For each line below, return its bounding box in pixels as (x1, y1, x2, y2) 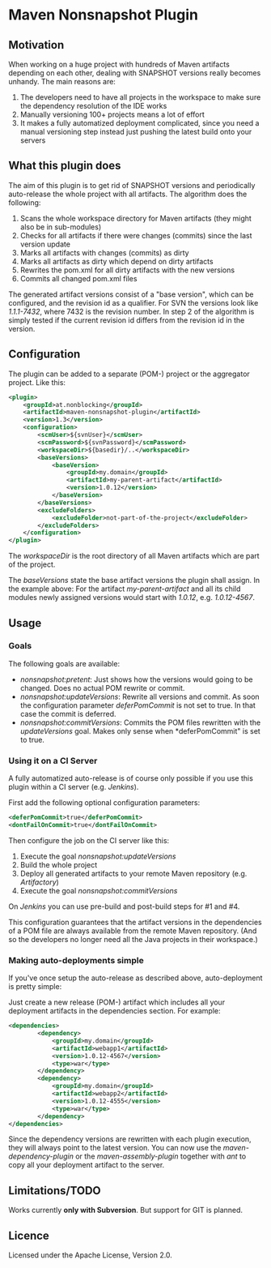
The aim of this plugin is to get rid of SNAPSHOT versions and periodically (8, 180, 256, 190)
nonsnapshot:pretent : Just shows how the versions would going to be (19, 675, 253, 684)
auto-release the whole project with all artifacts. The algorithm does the (8, 189, 248, 199)
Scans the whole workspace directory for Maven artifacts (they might (19, 213, 252, 223)
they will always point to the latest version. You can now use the (8, 1143, 222, 1153)
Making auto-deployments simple (8, 954, 144, 966)
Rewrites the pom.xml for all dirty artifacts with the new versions (19, 265, 235, 275)
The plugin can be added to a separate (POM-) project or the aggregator (8, 369, 251, 379)
